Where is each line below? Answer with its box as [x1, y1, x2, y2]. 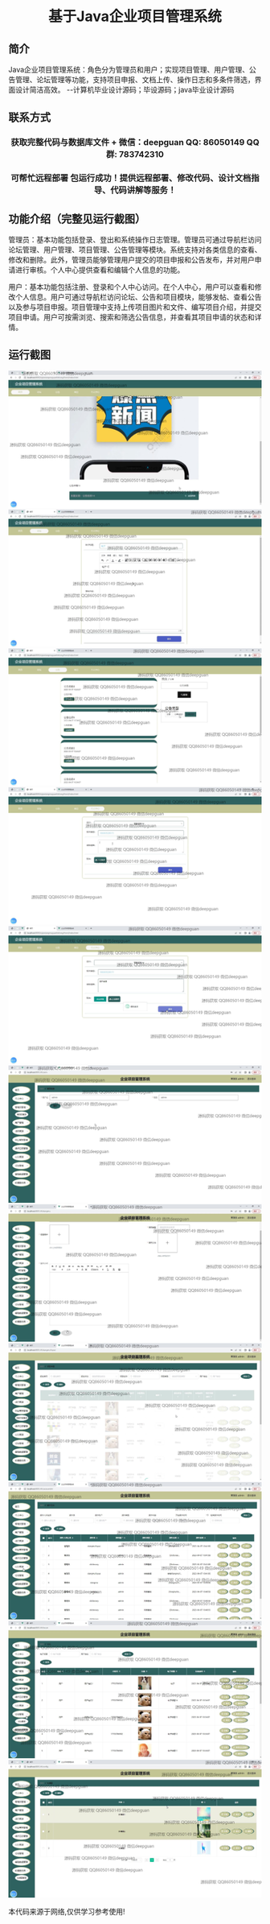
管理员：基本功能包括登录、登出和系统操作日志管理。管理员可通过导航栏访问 [8, 235, 262, 245]
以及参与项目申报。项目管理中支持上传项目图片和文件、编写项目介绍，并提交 [8, 303, 262, 312]
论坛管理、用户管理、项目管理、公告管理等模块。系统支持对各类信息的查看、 [8, 245, 262, 254]
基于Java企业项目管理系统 [47, 7, 223, 26]
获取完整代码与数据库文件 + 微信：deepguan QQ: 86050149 [10, 137, 245, 148]
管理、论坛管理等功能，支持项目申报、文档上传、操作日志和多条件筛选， [14, 75, 255, 85]
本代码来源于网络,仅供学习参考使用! [8, 1906, 126, 1916]
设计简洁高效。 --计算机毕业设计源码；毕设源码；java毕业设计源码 [14, 85, 235, 94]
